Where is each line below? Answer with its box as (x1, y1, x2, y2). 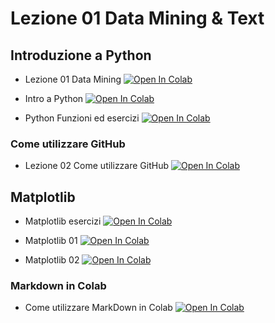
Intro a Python (24, 93, 84, 104)
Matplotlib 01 (24, 235, 78, 247)
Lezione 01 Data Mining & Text (10, 7, 265, 30)
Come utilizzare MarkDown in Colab (24, 302, 173, 314)
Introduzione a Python (10, 47, 152, 64)
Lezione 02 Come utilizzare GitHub (24, 160, 170, 172)
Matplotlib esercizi (24, 215, 102, 227)
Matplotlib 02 (24, 254, 80, 266)
